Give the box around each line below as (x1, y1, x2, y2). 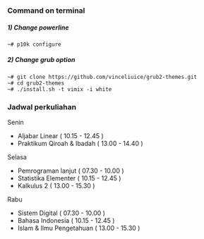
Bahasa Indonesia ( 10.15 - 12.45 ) (17, 216, 115, 225)
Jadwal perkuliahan (7, 102, 76, 111)
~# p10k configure (7, 41, 61, 48)
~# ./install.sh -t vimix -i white (7, 85, 112, 93)
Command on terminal (7, 6, 85, 16)
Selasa (7, 153, 27, 161)
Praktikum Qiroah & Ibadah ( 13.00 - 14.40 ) (17, 140, 143, 148)
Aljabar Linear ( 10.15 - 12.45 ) (17, 132, 104, 140)
